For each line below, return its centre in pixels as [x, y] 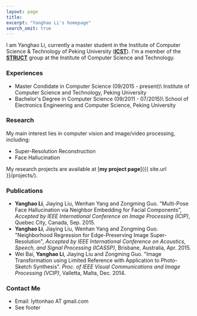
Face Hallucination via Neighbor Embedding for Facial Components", [98, 210]
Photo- [169, 260]
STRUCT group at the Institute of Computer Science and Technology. [91, 58]
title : [14, 17]
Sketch [23, 267]
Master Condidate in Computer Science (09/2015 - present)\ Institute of [102, 86]
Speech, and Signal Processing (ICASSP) [65, 248]
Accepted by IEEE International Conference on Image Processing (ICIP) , [102, 216]
